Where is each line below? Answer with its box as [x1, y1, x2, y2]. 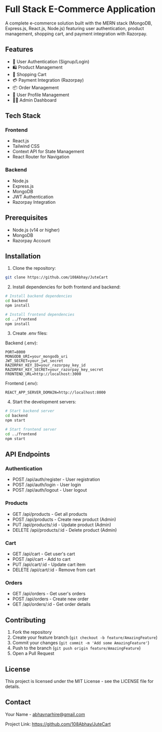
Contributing [5, 616, 46, 624]
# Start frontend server [5, 427, 57, 432]
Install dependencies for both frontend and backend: [12, 284, 121, 290]
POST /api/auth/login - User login [12, 482, 81, 488]
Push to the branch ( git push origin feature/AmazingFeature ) [12, 645, 141, 651]
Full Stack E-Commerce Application [5, 4, 156, 15]
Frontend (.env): [5, 381, 38, 387]
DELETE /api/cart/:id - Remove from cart [12, 567, 96, 573]
